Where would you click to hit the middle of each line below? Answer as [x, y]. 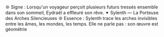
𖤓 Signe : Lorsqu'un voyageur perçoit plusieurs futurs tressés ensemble [82, 7]
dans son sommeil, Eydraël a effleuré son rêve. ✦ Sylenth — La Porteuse [82, 12]
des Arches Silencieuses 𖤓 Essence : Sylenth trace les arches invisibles [81, 18]
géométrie [16, 29]
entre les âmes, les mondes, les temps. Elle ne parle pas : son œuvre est [82, 24]
